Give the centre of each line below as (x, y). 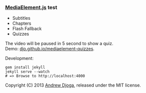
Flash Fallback (27, 29)
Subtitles (21, 18)
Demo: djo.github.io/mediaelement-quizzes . (50, 49)
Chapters (22, 23)
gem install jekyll (25, 68)
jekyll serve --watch (27, 72)
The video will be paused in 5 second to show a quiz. (59, 44)
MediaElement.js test (31, 7)
